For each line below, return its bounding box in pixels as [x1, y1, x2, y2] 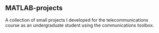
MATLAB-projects [5, 4, 63, 12]
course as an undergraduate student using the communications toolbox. [5, 22, 154, 28]
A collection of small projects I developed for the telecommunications [5, 17, 148, 23]
